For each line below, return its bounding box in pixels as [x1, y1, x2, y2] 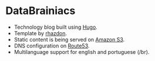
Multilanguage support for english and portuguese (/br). [14, 48, 150, 55]
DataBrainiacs [5, 4, 76, 18]
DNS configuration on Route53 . [14, 42, 90, 49]
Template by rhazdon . [14, 29, 68, 36]
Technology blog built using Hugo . [14, 23, 97, 30]
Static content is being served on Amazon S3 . [14, 36, 125, 43]
